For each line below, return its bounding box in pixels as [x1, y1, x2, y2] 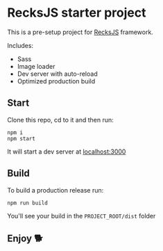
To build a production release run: [7, 186, 104, 194]
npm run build [7, 200, 49, 207]
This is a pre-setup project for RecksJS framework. [7, 28, 154, 36]
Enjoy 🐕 [7, 232, 43, 244]
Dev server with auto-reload [17, 70, 98, 78]
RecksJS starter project [7, 5, 146, 21]
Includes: [7, 41, 33, 49]
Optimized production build [17, 76, 96, 85]
